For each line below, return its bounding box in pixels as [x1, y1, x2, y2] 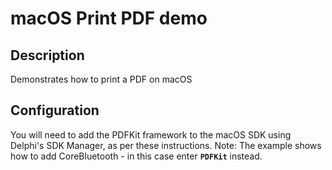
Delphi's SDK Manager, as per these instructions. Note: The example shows [10, 139, 322, 151]
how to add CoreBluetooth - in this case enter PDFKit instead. [10, 150, 263, 162]
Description [10, 47, 85, 64]
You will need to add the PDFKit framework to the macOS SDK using [10, 128, 292, 141]
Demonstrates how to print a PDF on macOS [10, 73, 193, 85]
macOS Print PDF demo [10, 7, 208, 30]
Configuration [10, 102, 100, 119]
